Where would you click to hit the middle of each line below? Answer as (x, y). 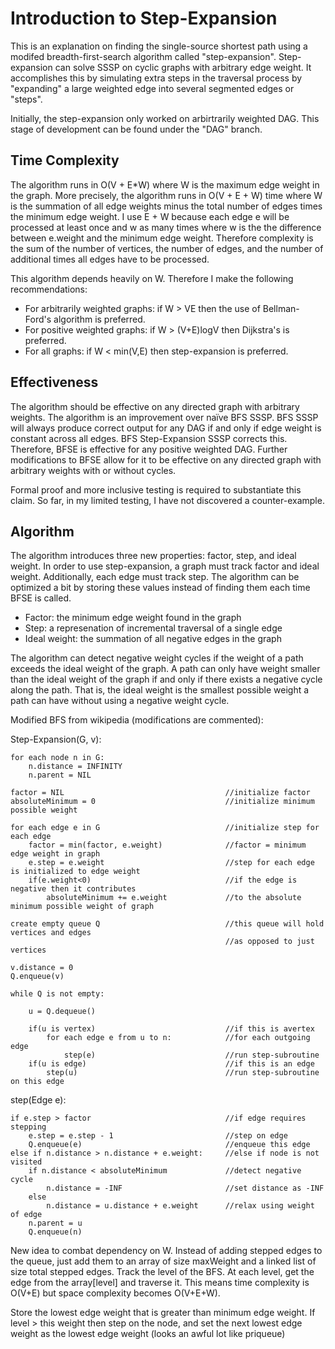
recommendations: (49, 289)
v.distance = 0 (42, 968)
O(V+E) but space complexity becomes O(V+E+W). (115, 1293)
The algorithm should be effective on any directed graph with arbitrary (155, 406)
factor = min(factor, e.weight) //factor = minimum (167, 845)
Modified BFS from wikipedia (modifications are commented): (137, 720)
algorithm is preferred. (99, 319)
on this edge (37, 1082)
